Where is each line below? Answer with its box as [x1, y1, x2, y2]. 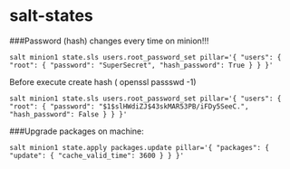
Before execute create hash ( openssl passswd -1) [9, 76, 197, 87]
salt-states [9, 5, 93, 26]
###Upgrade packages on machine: [9, 126, 145, 136]
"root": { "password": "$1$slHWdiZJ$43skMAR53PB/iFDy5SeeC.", [9, 101, 249, 111]
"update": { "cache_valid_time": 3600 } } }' [9, 151, 184, 160]
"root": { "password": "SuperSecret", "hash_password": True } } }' [9, 61, 274, 70]
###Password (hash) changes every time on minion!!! [9, 35, 209, 46]
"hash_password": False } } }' [9, 109, 128, 118]
